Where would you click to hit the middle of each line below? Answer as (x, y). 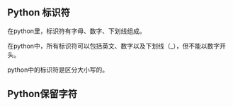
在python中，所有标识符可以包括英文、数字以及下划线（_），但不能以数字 (114, 46)
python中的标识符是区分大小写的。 (58, 70)
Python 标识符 (39, 13)
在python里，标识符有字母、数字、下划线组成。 (76, 31)
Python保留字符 (42, 94)
